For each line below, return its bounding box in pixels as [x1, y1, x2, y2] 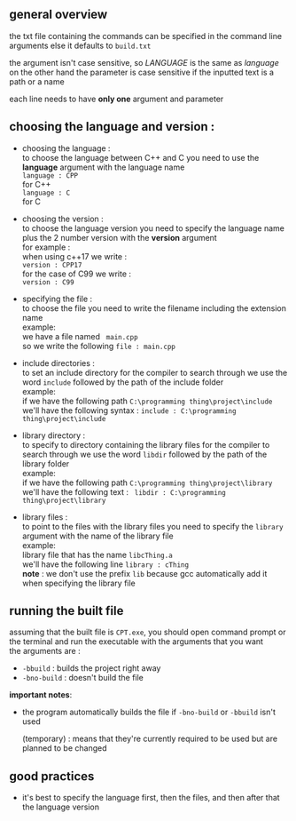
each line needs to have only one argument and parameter [9, 93, 224, 104]
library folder [21, 458, 70, 469]
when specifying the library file [21, 578, 136, 588]
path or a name [9, 76, 65, 87]
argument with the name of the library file [21, 530, 175, 541]
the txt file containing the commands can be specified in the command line [9, 30, 282, 41]
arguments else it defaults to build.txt [9, 40, 152, 51]
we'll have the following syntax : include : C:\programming [21, 404, 237, 416]
